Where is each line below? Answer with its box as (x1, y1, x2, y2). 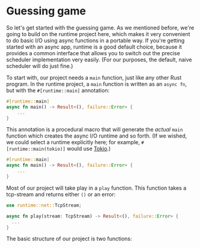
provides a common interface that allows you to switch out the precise (6, 49, 180, 56)
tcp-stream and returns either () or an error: (6, 190, 116, 198)
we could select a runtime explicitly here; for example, (6, 139, 140, 146)
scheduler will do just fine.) (6, 62, 73, 70)
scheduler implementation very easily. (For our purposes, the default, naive (6, 56, 192, 63)
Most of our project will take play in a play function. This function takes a (6, 184, 187, 192)
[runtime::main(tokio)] (6, 146, 66, 153)
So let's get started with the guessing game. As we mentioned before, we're (6, 24, 195, 31)
